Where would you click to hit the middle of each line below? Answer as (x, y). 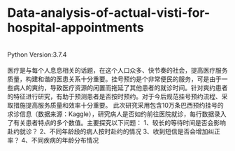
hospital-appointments (76, 28)
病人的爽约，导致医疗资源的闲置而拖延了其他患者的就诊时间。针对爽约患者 (120, 87)
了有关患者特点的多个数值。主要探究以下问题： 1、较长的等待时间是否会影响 (116, 122)
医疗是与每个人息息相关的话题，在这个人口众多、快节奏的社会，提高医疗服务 (117, 70)
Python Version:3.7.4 (37, 55)
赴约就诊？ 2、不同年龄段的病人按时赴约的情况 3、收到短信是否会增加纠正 (114, 131)
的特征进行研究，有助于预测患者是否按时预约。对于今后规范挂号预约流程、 (114, 96)
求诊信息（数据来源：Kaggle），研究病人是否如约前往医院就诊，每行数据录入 (117, 114)
